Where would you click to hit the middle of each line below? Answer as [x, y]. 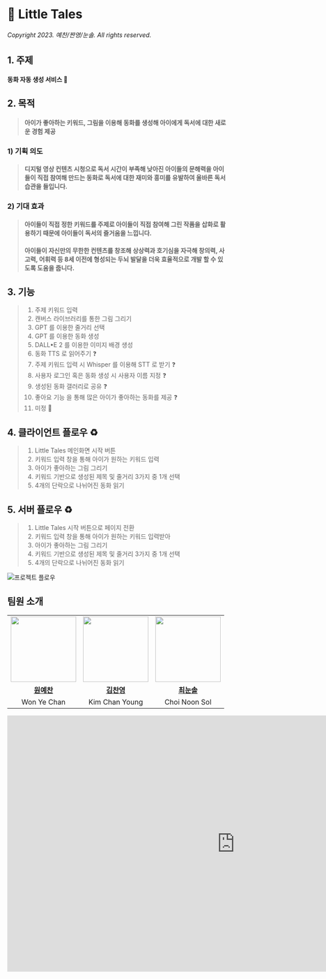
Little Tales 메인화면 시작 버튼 [75, 450]
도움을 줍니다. [56, 267]
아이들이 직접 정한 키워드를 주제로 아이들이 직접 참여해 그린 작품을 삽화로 [122, 224]
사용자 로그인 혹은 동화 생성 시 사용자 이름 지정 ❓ [100, 376]
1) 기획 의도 [25, 151]
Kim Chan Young [116, 702]
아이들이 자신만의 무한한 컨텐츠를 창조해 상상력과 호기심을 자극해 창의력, [121, 250]
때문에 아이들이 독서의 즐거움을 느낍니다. [97, 233]
